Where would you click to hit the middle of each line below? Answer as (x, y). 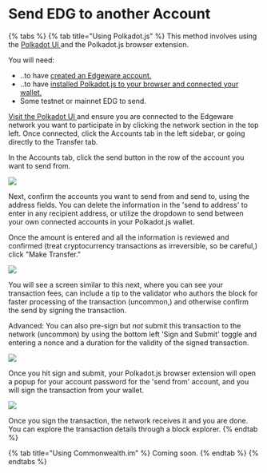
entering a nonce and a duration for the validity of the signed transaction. (129, 342)
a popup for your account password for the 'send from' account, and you (129, 381)
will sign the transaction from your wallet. (76, 390)
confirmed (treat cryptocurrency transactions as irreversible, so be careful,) (133, 245)
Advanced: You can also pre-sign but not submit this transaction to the (125, 325)
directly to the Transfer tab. (53, 141)
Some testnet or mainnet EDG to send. (83, 101)
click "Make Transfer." (45, 254)
